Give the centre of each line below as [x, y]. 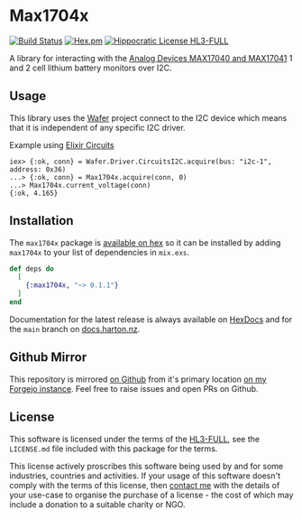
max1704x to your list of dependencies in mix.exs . [100, 252]
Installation [41, 221]
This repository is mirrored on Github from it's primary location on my [138, 379]
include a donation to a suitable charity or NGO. [97, 504]
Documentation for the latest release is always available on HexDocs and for [151, 319]
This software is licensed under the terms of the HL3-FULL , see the [134, 439]
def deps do [32, 269]
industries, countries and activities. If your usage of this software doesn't [145, 476]
